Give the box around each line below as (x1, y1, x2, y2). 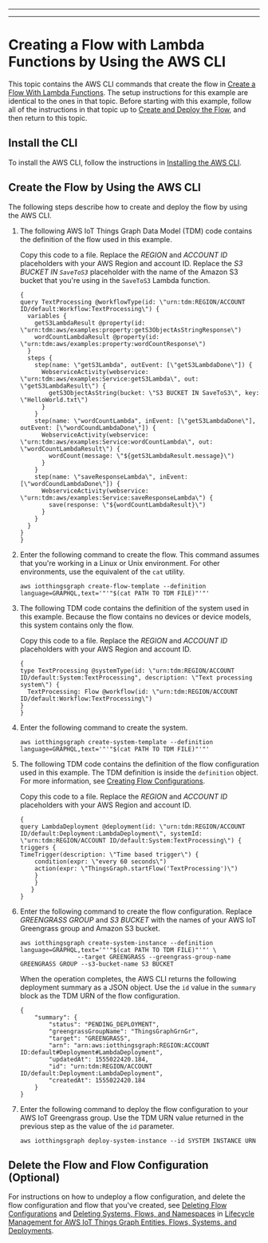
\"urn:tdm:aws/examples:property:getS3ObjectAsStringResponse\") (19, 325, 242, 334)
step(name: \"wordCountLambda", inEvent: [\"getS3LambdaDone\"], (34, 416, 257, 424)
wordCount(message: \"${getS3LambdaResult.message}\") (49, 452, 235, 460)
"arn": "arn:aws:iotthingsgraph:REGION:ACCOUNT (49, 1041, 210, 1050)
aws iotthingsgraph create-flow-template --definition (19, 582, 207, 590)
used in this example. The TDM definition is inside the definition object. (19, 767, 259, 777)
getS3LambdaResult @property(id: (34, 319, 146, 327)
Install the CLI (8, 137, 78, 150)
